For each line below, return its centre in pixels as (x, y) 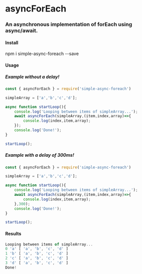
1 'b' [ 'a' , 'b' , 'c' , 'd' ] (37, 253)
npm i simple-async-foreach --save (42, 54)
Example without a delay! (32, 77)
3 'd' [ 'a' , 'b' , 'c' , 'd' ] (37, 263)
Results (13, 233)
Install (12, 43)
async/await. (22, 31)
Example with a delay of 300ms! (40, 155)
